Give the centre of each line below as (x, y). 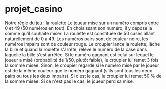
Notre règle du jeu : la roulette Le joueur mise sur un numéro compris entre (82, 23)
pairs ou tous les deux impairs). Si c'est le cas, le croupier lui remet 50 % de (83, 76)
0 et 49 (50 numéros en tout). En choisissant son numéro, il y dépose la (79, 28)
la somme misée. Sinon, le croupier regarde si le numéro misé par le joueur (82, 65)
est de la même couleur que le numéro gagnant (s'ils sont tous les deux (79, 70)
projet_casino (34, 9)
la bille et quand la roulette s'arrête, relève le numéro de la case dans (76, 49)
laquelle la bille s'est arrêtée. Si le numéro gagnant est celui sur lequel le (79, 54)
